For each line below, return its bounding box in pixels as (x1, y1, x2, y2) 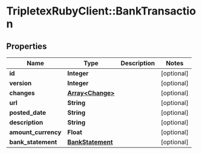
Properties (6, 41, 47, 51)
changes (9, 89, 35, 97)
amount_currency (9, 128, 62, 136)
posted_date (9, 109, 47, 117)
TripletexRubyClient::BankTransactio (6, 4, 197, 18)
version (9, 79, 32, 87)
